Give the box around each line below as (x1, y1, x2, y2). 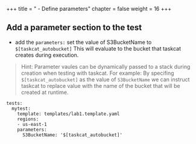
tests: (6, 100, 23, 106)
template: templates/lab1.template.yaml (17, 111, 120, 117)
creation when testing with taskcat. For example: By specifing (21, 69, 174, 77)
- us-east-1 (17, 121, 47, 127)
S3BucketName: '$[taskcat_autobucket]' (22, 132, 122, 138)
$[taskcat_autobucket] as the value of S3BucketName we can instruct (21, 75, 190, 83)
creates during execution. (14, 51, 79, 58)
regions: (17, 116, 39, 122)
